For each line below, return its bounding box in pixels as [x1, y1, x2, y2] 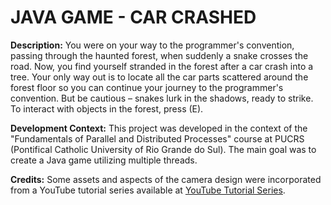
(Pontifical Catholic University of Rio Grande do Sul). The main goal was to [10, 143, 317, 155]
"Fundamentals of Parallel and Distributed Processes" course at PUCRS [10, 132, 305, 145]
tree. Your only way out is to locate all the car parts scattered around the [10, 71, 309, 83]
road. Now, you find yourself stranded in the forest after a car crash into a [10, 60, 314, 72]
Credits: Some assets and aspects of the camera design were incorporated [10, 173, 322, 185]
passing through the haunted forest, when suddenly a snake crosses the [10, 49, 309, 61]
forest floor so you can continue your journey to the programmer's [10, 81, 284, 93]
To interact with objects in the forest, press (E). [10, 102, 204, 115]
